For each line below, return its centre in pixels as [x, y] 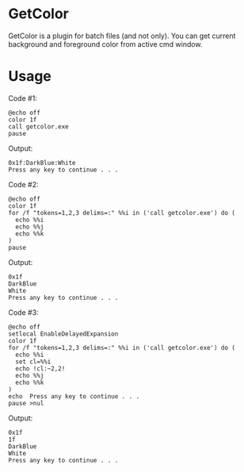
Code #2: [23, 184]
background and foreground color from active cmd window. [105, 44]
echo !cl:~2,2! [40, 368]
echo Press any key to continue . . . [74, 396]
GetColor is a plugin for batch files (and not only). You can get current [122, 36]
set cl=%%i [33, 362]
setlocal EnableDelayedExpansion [63, 334]
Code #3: [23, 312]
